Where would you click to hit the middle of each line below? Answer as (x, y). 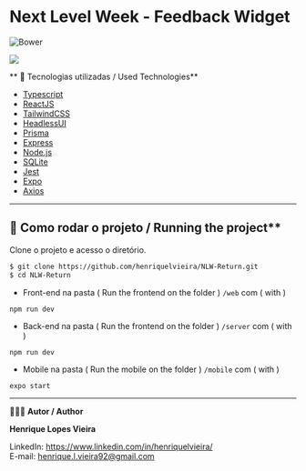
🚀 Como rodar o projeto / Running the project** (145, 228)
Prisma (36, 133)
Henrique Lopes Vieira (53, 428)
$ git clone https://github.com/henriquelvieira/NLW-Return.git (134, 266)
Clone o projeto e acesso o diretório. (78, 250)
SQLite (35, 162)
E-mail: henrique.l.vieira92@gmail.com (82, 456)
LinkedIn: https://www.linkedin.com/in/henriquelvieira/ (111, 446)
